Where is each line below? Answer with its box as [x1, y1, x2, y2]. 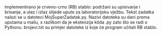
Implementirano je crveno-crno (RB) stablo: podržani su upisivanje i [4, 4, 141, 10]
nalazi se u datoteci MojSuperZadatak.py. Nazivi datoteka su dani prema [4, 14, 150, 20]
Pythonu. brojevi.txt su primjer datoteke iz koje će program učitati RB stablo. [4, 24, 158, 30]
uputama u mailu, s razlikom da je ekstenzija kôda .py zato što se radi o [4, 19, 148, 25]
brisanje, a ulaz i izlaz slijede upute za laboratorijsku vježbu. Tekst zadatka [4, 9, 154, 15]
